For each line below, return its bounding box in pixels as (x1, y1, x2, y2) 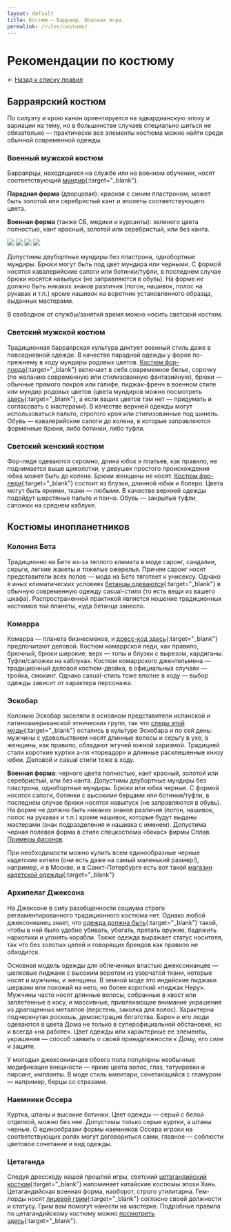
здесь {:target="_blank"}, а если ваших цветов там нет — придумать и (7, 395, 212, 403)
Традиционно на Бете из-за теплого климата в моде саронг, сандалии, (7, 557, 217, 566)
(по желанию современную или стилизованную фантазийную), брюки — (7, 373, 223, 381)
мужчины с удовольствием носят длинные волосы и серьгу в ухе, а (7, 734, 209, 742)
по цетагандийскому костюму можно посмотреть (7, 1209, 155, 1217)
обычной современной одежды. (7, 136, 102, 144)
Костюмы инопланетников (7, 521, 130, 533)
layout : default (7, 10, 54, 17)
